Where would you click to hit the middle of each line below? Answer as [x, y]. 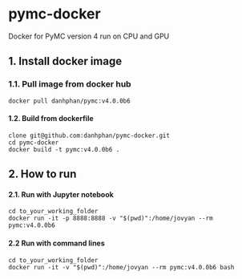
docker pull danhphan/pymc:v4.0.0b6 [69, 101]
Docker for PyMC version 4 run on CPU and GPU [89, 36]
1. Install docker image [65, 61]
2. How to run [42, 174]
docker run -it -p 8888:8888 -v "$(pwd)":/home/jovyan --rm [111, 218]
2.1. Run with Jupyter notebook [61, 194]
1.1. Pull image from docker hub [70, 84]
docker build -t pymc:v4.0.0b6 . [64, 149]
